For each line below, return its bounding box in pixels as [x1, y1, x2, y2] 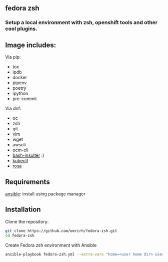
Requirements [5, 177, 50, 186]
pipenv [12, 80, 27, 86]
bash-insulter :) [12, 152, 44, 158]
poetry [12, 85, 26, 91]
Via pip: [5, 54, 21, 60]
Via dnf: [5, 105, 21, 112]
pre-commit [12, 96, 37, 102]
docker [12, 75, 27, 81]
